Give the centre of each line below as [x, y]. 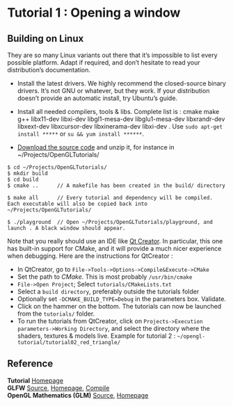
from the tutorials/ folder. [56, 314]
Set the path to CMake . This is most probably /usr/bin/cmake [105, 277]
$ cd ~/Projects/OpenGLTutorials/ [57, 168]
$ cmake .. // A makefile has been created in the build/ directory [116, 186]
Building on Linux [46, 39]
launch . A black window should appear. [67, 228]
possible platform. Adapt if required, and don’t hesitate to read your [104, 63]
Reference [30, 364]
